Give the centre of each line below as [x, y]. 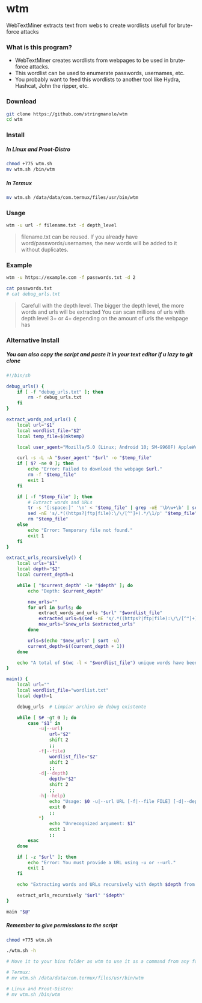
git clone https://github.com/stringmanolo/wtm [67, 114]
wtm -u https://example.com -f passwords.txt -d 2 [71, 278]
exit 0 [57, 807]
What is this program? [39, 47]
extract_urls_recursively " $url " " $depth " [71, 895]
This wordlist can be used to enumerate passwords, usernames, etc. [100, 73]
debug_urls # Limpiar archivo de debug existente [82, 707]
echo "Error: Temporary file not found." [81, 530]
